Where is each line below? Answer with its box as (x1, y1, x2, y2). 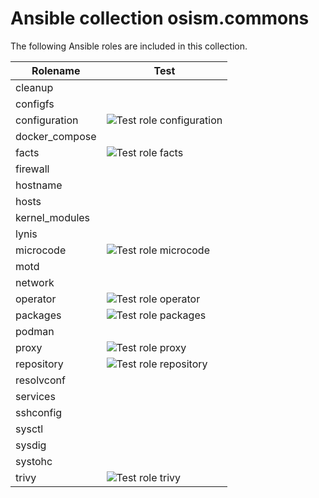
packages (15, 308, 62, 322)
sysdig (15, 438, 47, 452)
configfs (15, 97, 55, 111)
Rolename (31, 63, 81, 77)
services (15, 389, 56, 403)
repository (15, 357, 64, 371)
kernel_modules (15, 210, 91, 224)
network (15, 275, 55, 289)
